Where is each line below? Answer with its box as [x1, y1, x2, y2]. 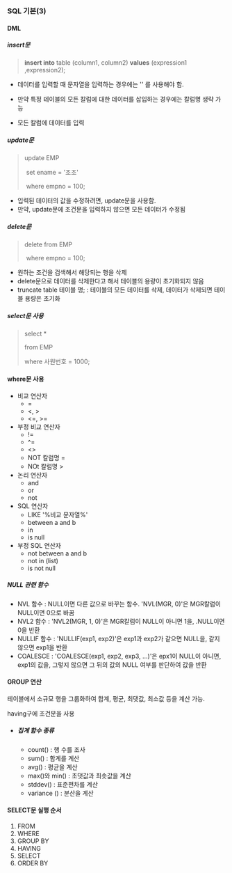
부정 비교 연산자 [17, 423, 60, 431]
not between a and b [27, 549, 88, 558]
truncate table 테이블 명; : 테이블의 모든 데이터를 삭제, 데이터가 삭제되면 [17, 285, 213, 294]
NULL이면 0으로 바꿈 [17, 608, 75, 617]
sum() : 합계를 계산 [27, 754, 80, 762]
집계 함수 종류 [17, 726, 54, 735]
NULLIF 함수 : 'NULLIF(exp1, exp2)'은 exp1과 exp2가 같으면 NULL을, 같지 [17, 634, 220, 643]
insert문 [7, 40, 31, 49]
